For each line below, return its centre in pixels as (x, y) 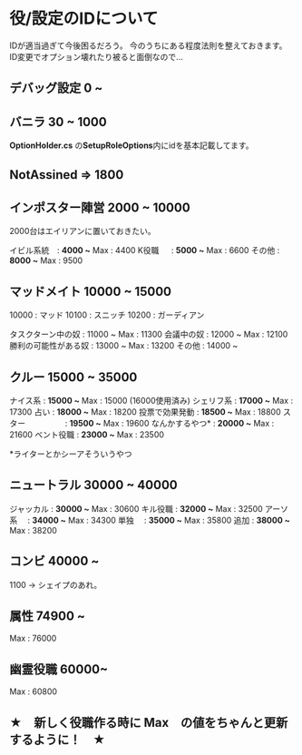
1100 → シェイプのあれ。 (56, 584)
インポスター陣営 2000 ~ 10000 (100, 207)
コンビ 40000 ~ (54, 561)
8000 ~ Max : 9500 (46, 260)
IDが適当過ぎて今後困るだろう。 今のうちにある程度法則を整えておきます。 (148, 45)
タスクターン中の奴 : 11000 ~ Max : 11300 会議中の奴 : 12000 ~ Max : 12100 (149, 334)
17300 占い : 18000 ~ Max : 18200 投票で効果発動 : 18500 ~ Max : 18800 (145, 412)
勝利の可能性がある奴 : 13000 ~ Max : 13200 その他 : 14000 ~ (124, 346)
